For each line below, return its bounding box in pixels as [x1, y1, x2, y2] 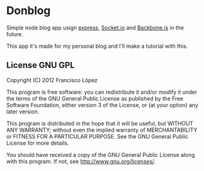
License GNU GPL [6, 60, 75, 70]
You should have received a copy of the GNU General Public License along [6, 151, 195, 158]
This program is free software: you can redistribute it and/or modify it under [6, 88, 197, 96]
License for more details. [6, 139, 69, 146]
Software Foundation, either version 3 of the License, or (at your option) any [6, 101, 198, 108]
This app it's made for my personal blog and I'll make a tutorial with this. [6, 42, 188, 50]
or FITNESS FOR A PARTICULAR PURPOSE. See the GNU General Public [6, 132, 189, 140]
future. [6, 30, 23, 37]
